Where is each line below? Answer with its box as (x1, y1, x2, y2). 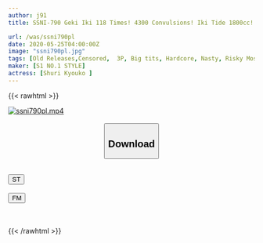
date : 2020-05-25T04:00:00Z (8, 40, 100, 48)
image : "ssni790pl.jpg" (8, 48, 86, 56)
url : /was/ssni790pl (8, 33, 76, 41)
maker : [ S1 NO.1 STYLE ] (8, 62, 86, 71)
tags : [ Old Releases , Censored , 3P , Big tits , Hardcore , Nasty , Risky (8, 55, 243, 63)
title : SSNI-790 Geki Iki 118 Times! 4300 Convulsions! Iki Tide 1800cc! (8, 19, 254, 27)
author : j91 (8, 11, 47, 20)
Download (108, 138, 155, 150)
